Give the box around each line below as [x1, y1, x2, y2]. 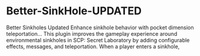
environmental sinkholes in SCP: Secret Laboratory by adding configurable [6, 36, 190, 43]
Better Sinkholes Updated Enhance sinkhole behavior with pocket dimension [6, 24, 194, 31]
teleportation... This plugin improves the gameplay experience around [6, 30, 177, 37]
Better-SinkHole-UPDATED [6, 4, 142, 18]
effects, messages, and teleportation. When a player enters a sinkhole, [6, 43, 180, 50]
